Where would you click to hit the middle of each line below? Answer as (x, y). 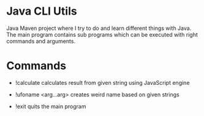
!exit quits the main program (51, 106)
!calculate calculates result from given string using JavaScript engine (102, 82)
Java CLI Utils (42, 11)
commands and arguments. (41, 41)
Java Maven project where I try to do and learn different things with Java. (99, 28)
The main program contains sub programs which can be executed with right (102, 34)
